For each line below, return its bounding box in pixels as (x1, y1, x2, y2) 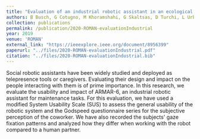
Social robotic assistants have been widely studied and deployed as (6, 69, 173, 76)
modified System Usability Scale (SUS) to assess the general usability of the (6, 100, 193, 108)
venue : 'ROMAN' (6, 36, 44, 42)
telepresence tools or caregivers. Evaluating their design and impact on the (6, 75, 190, 83)
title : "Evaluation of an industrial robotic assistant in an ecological (6, 8, 193, 15)
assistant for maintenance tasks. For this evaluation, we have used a (6, 94, 174, 102)
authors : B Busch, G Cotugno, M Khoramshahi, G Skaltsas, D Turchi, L (6, 14, 185, 20)
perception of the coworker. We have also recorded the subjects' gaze (6, 113, 179, 121)
